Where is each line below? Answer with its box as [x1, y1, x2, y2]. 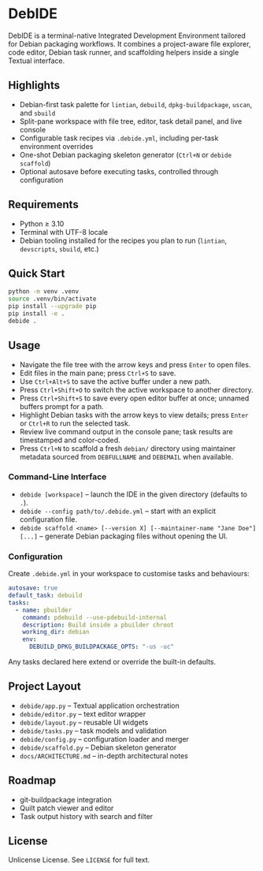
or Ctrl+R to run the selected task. [19, 419, 131, 428]
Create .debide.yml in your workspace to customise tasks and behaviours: [8, 569, 250, 579]
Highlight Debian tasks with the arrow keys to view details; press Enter [19, 410, 250, 419]
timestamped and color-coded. [19, 435, 120, 445]
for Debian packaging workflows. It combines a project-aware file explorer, [8, 39, 251, 48]
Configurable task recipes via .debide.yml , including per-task [19, 133, 219, 143]
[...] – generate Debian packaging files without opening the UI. [19, 531, 228, 541]
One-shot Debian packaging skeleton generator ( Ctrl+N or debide [19, 150, 232, 159]
